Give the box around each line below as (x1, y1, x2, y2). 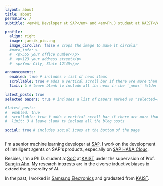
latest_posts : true (5, 92, 45, 97)
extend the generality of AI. (5, 166, 60, 171)
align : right (9, 34, 36, 39)
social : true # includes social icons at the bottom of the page (5, 128, 140, 133)
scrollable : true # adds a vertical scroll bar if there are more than (9, 79, 158, 84)
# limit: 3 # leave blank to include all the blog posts (5, 119, 125, 124)
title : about (5, 12, 32, 17)
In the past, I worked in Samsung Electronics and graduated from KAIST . (5, 175, 149, 181)
